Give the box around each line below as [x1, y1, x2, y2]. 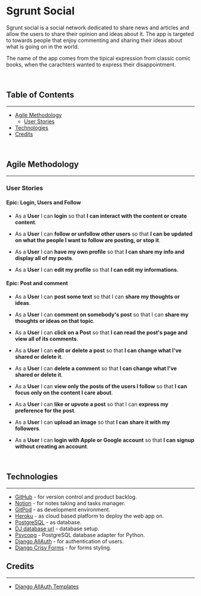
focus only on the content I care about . [14, 389, 114, 396]
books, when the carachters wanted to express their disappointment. [6, 61, 176, 68]
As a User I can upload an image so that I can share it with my [14, 418, 170, 426]
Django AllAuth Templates [14, 583, 79, 590]
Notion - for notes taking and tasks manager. [14, 499, 126, 506]
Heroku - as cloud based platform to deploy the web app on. [14, 512, 165, 519]
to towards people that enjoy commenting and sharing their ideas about [6, 36, 182, 44]
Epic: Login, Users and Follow [6, 199, 81, 206]
